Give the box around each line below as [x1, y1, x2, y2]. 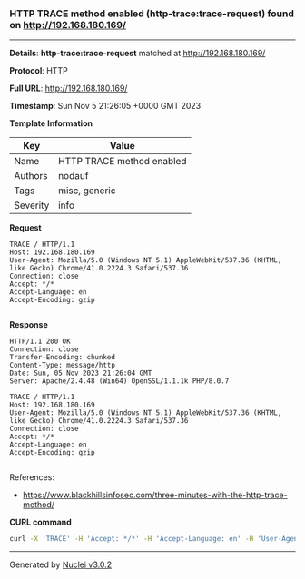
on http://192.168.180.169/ [9, 18, 127, 31]
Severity [14, 199, 50, 211]
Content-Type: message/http [9, 361, 116, 370]
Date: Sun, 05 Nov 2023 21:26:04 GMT [9, 368, 152, 378]
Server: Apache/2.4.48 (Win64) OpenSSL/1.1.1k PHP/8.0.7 [9, 377, 230, 386]
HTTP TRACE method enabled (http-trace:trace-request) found [9, 7, 295, 20]
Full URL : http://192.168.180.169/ [9, 83, 128, 93]
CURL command [9, 516, 73, 528]
